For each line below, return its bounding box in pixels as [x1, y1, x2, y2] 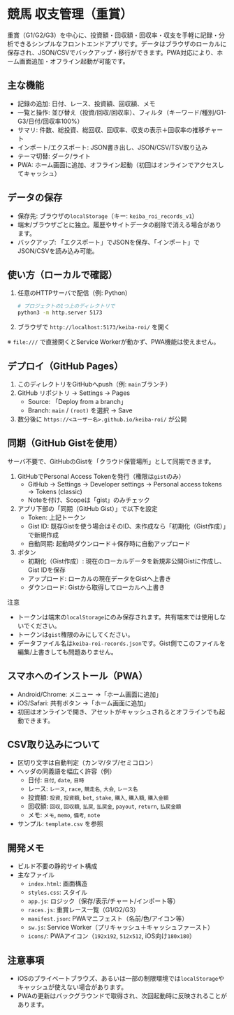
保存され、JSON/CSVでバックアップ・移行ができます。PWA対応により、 [7, 48, 217, 57]
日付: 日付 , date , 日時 [27, 776, 85, 784]
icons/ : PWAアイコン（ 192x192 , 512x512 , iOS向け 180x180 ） [27, 932, 196, 940]
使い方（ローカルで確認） [7, 268, 117, 280]
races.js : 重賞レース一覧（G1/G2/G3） [27, 906, 140, 914]
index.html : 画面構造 [27, 879, 88, 888]
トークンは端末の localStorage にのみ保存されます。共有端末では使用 [17, 612, 214, 621]
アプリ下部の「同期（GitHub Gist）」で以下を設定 [17, 504, 159, 512]
